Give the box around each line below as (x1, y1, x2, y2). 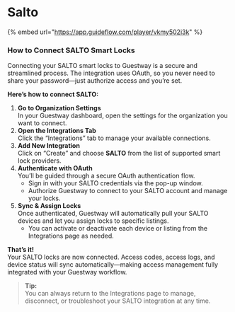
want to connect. (17, 119, 67, 127)
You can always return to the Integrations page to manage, (24, 289, 196, 298)
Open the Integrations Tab (17, 127, 97, 135)
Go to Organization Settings (17, 104, 101, 112)
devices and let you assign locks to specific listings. (17, 216, 169, 225)
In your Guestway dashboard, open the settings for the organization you (17, 111, 228, 120)
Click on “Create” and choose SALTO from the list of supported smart (17, 149, 221, 158)
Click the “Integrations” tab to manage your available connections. (17, 134, 211, 142)
